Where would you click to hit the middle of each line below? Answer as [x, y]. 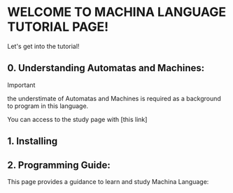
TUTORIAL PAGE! [58, 27]
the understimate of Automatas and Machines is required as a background [114, 98]
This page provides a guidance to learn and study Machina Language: [108, 181]
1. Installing [33, 141]
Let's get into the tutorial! [43, 46]
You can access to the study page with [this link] [77, 119]
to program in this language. [48, 106]
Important [21, 85]
